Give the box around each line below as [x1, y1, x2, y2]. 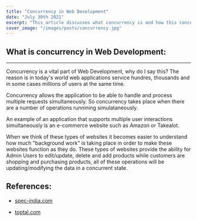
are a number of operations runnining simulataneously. [6, 104, 138, 112]
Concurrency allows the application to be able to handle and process [6, 92, 172, 99]
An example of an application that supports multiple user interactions [6, 116, 173, 123]
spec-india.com [14, 197, 53, 204]
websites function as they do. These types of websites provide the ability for [6, 146, 191, 153]
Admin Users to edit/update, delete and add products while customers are [6, 152, 185, 159]
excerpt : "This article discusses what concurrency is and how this [6, 19, 177, 25]
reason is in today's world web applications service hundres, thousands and [6, 74, 190, 81]
